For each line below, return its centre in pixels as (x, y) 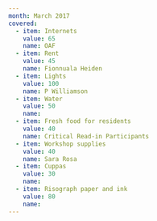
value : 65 (39, 38)
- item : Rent (37, 53)
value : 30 (39, 174)
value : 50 (39, 106)
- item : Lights (41, 76)
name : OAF (39, 46)
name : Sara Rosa (50, 159)
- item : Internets (47, 31)
